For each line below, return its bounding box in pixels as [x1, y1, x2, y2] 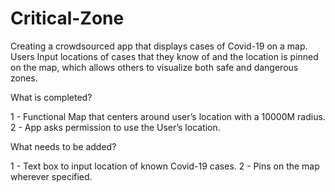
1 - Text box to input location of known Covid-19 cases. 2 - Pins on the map [10, 160, 320, 172]
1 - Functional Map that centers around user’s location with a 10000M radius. [10, 110, 326, 122]
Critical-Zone [10, 7, 125, 30]
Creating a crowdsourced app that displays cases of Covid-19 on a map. [10, 40, 308, 52]
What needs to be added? [10, 140, 117, 152]
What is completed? [10, 91, 93, 103]
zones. [10, 72, 38, 84]
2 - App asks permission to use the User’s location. [10, 121, 221, 133]
